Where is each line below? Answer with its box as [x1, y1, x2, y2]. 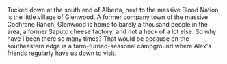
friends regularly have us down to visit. [7, 49, 117, 57]
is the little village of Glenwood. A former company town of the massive [7, 13, 209, 21]
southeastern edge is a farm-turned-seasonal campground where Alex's [7, 42, 212, 50]
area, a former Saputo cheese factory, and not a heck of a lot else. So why [7, 27, 217, 35]
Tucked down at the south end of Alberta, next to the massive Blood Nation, [7, 6, 221, 14]
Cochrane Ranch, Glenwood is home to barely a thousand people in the [7, 20, 209, 28]
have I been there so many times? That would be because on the [7, 35, 189, 43]
